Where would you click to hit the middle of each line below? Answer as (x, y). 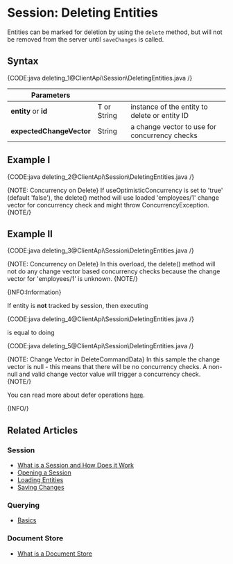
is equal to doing (31, 333)
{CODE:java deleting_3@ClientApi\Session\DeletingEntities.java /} (101, 250)
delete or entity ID (160, 115)
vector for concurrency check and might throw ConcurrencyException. (108, 205)
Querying (24, 505)
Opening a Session (44, 472)
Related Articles (43, 430)
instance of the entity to (169, 107)
